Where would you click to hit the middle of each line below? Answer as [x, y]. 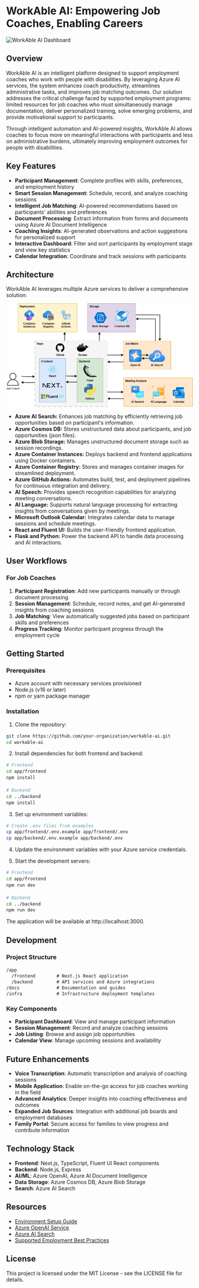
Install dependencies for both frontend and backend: [79, 753]
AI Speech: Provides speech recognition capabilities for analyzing [95, 492]
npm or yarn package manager [52, 696]
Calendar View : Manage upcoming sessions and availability [88, 1041]
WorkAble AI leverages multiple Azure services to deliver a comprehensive [97, 289]
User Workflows [37, 561]
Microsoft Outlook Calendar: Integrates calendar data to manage [94, 517]
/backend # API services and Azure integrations [83, 982]
